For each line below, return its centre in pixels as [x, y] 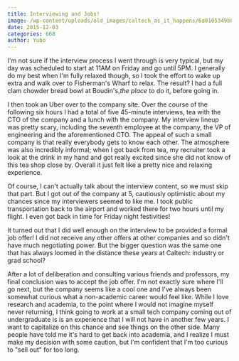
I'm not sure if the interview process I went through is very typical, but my [116, 60]
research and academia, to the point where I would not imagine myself [111, 305]
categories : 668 [31, 34]
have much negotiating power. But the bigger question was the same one [115, 245]
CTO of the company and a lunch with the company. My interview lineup [113, 120]
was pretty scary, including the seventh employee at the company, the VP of [119, 127]
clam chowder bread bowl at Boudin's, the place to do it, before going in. [113, 91]
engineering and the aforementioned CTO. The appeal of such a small [110, 135]
